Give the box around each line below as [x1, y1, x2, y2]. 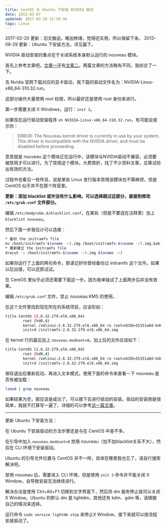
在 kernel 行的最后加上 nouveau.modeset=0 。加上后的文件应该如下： [5, 337, 142, 343]
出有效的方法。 [5, 166, 36, 172]
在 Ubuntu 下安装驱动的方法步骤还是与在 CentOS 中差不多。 [5, 428, 127, 433]
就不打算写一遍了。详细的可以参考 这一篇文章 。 [22, 402, 118, 408]
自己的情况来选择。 [5, 501, 44, 507]
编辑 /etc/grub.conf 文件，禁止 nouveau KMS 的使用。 [5, 293, 117, 299]
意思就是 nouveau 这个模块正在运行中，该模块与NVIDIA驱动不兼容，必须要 [5, 154, 157, 160]
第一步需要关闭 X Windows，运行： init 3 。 [5, 106, 95, 112]
